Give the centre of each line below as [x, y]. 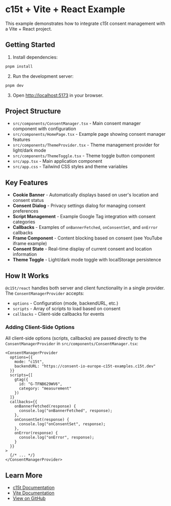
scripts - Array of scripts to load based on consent [66, 308]
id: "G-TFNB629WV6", [40, 384]
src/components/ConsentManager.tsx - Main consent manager [77, 124]
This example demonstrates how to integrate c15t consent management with [85, 23]
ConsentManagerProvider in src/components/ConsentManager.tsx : [72, 344]
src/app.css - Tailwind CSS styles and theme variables [70, 167]
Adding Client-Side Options [40, 327]
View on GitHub [29, 498]
